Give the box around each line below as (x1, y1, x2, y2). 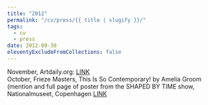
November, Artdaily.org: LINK (7, 67, 90, 76)
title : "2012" (7, 10, 48, 17)
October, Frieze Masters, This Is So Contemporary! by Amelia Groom (7, 75, 202, 83)
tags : (7, 23, 23, 30)
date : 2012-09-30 (7, 42, 57, 49)
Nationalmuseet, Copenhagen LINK (7, 89, 107, 97)
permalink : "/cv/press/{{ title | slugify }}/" (7, 17, 147, 23)
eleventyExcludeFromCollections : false (7, 49, 122, 56)
